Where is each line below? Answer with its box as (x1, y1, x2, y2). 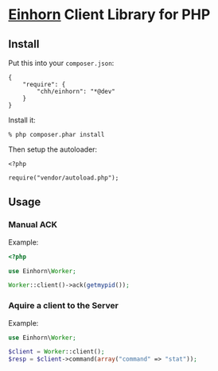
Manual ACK (8, 219, 58, 230)
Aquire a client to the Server (8, 300, 119, 311)
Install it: (8, 115, 36, 125)
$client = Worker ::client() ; (8, 348, 105, 356)
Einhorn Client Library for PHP (8, 6, 211, 24)
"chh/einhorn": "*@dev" (37, 87, 115, 95)
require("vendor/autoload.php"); (8, 174, 119, 182)
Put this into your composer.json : (8, 58, 115, 68)
